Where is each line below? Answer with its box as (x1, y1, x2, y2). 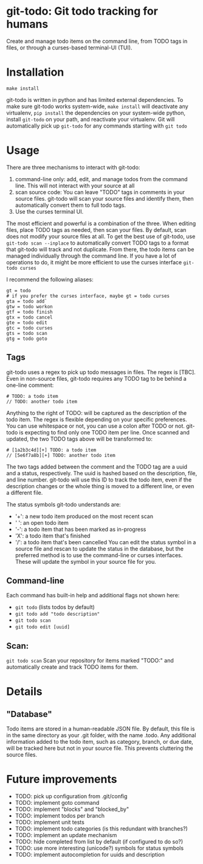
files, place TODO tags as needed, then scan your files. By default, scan (6, 226, 187, 233)
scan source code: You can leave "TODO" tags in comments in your (15, 188, 185, 196)
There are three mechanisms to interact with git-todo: (6, 164, 140, 171)
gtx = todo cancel (6, 314, 53, 320)
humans (6, 17, 49, 31)
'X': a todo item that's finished (15, 532, 91, 539)
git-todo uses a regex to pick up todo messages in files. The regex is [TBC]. (6, 368, 196, 376)
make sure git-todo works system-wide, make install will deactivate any (6, 103, 188, 110)
